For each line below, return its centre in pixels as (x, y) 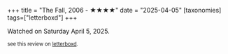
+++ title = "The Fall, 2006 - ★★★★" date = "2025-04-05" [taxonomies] (114, 10)
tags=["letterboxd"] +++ (42, 18)
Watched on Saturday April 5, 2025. (58, 31)
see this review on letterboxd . (43, 44)
